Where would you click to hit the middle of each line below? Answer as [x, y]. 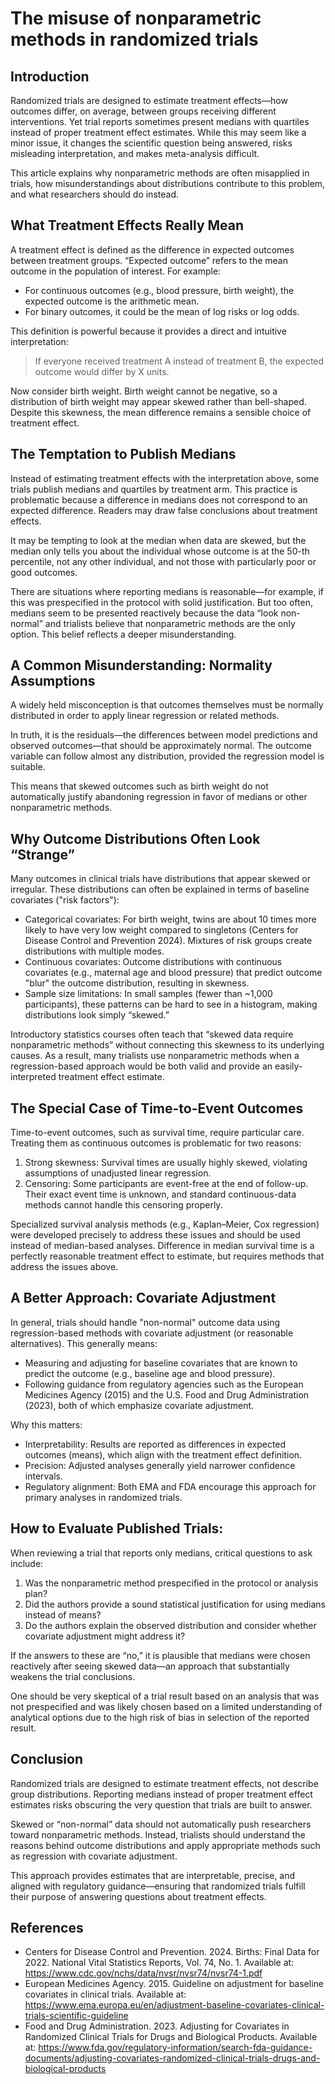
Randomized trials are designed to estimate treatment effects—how [149, 100]
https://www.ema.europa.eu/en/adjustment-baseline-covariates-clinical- [174, 2005]
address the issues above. [64, 1267]
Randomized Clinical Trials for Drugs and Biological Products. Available [171, 2037]
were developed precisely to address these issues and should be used [155, 1235]
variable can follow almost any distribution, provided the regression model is [167, 756]
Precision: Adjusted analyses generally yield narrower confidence [160, 1465]
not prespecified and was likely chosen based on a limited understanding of [166, 1706]
